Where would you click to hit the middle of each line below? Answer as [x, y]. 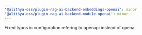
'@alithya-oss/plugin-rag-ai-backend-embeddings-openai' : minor [71, 9]
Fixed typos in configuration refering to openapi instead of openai [70, 27]
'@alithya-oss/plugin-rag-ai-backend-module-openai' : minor [67, 14]
